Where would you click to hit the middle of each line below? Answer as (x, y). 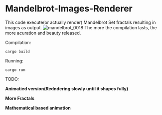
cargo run (15, 70)
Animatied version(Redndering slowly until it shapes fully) (67, 88)
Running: (14, 60)
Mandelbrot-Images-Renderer (69, 9)
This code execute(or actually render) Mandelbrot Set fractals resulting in (81, 22)
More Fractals (20, 98)
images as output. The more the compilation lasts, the (81, 27)
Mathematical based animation (38, 108)
